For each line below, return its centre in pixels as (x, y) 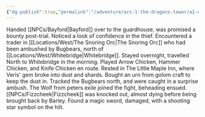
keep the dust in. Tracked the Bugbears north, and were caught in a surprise (102, 81)
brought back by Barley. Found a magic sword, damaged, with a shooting (98, 101)
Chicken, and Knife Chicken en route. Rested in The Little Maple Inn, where (100, 68)
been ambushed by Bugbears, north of (55, 49)
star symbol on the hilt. (35, 107)
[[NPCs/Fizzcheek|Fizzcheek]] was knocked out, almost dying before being (102, 94)
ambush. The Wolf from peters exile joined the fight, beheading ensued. (97, 87)
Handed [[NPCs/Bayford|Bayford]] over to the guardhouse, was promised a (101, 29)
